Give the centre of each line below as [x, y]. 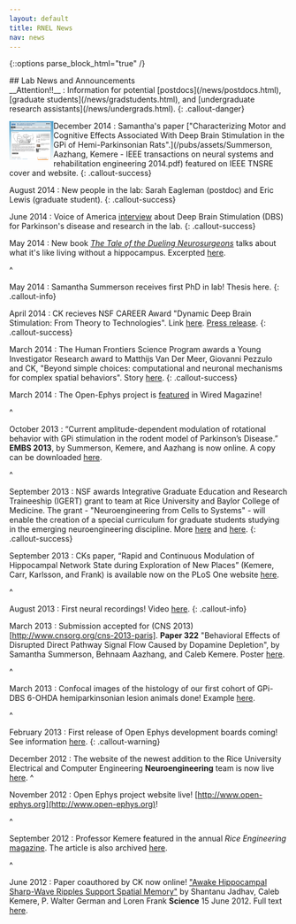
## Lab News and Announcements [72, 81]
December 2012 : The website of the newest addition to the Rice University [145, 759]
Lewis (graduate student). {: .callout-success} [93, 200]
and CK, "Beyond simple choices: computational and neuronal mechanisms [146, 368]
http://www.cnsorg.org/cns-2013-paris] [84, 635]
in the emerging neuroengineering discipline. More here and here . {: [133, 529]
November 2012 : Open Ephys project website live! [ [103, 795]
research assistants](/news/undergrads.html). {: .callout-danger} [127, 109]
